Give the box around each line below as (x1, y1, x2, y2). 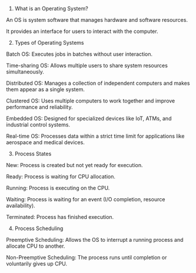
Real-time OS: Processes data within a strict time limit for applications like (6, 132, 185, 139)
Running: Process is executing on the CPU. (6, 185, 110, 191)
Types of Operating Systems (14, 39, 84, 46)
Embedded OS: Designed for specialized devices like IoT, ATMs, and (6, 115, 172, 122)
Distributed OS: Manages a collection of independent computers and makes (6, 79, 190, 86)
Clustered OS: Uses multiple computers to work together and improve (6, 97, 175, 104)
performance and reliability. (6, 104, 73, 111)
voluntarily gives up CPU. (6, 260, 68, 267)
